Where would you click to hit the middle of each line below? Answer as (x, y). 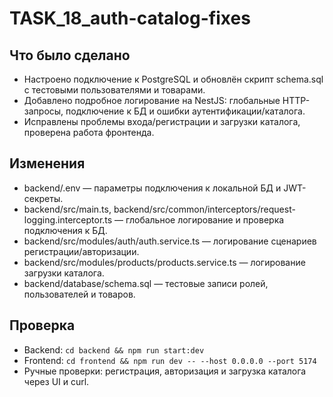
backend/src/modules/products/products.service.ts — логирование (164, 262)
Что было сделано (70, 55)
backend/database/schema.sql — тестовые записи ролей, (146, 283)
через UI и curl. (56, 381)
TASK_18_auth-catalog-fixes (130, 18)
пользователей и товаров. (79, 294)
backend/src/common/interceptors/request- (204, 209)
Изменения (47, 163)
